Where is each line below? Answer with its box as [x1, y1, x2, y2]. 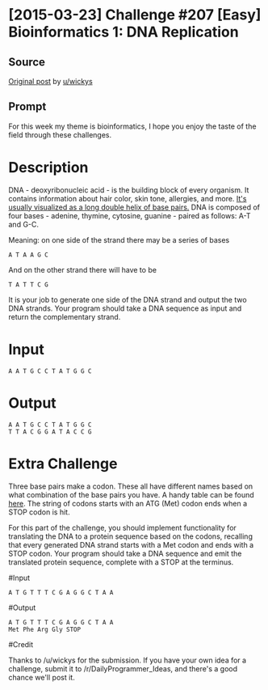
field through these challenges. [8, 129, 112, 139]
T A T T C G [8, 281, 48, 289]
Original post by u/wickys [8, 77, 93, 86]
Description [8, 159, 89, 176]
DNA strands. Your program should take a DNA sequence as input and [8, 303, 242, 313]
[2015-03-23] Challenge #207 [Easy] [8, 6, 262, 24]
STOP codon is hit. [8, 507, 70, 517]
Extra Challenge [8, 455, 118, 472]
